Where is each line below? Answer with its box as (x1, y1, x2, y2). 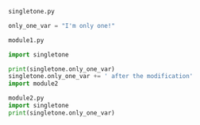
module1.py (8, 36, 44, 44)
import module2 (8, 80, 59, 88)
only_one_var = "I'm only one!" (8, 21, 115, 29)
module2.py (8, 94, 44, 103)
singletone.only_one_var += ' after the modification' (8, 72, 194, 80)
